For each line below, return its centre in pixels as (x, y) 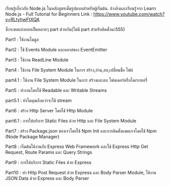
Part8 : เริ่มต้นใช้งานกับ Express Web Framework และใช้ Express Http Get (77, 146)
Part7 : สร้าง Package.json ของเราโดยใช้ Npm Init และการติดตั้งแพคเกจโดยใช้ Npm (81, 131)
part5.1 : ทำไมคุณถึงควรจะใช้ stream (39, 100)
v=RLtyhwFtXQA (22, 19)
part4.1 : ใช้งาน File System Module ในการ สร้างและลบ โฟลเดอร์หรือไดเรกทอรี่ (76, 80)
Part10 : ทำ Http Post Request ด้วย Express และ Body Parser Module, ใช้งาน (81, 173)
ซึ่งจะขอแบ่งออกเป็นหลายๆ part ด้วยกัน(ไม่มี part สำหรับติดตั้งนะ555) (65, 29)
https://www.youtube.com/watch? (129, 14)
